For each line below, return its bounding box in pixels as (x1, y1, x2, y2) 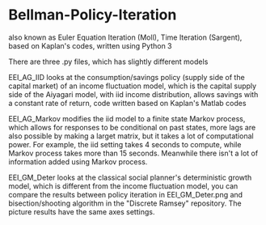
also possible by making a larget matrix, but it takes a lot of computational (8, 131, 254, 141)
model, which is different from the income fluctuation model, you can (8, 180, 239, 191)
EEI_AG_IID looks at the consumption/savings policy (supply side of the (8, 72, 245, 82)
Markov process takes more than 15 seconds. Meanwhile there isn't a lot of (8, 148, 259, 158)
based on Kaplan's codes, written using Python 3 (8, 40, 172, 50)
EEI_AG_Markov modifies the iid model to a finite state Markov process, (8, 113, 246, 123)
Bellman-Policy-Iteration (8, 6, 177, 24)
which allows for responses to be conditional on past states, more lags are (8, 122, 256, 132)
